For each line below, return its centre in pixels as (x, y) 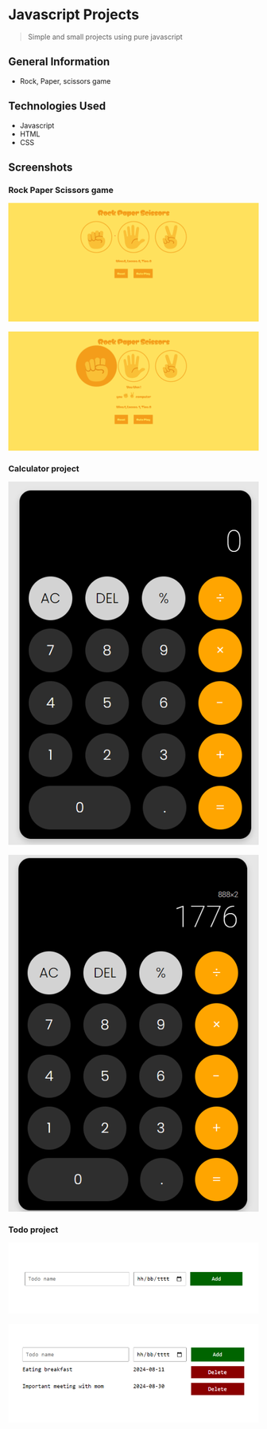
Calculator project (44, 468)
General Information (59, 62)
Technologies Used (57, 106)
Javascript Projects (74, 15)
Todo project (33, 1230)
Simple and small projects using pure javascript (105, 37)
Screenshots (41, 167)
